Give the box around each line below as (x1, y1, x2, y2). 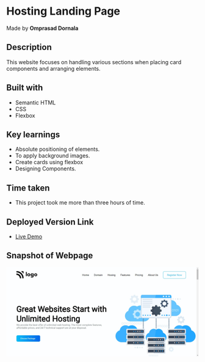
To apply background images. (15, 152, 90, 159)
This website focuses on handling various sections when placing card (6, 58, 182, 65)
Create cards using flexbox (15, 159, 84, 166)
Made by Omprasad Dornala (6, 24, 79, 32)
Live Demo (15, 233, 43, 240)
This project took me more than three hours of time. (15, 199, 145, 206)
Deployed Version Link (6, 217, 94, 227)
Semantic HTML (15, 99, 56, 106)
